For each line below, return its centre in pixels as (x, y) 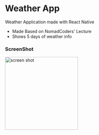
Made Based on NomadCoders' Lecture (52, 31)
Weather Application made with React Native (50, 22)
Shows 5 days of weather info (42, 36)
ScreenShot (19, 49)
